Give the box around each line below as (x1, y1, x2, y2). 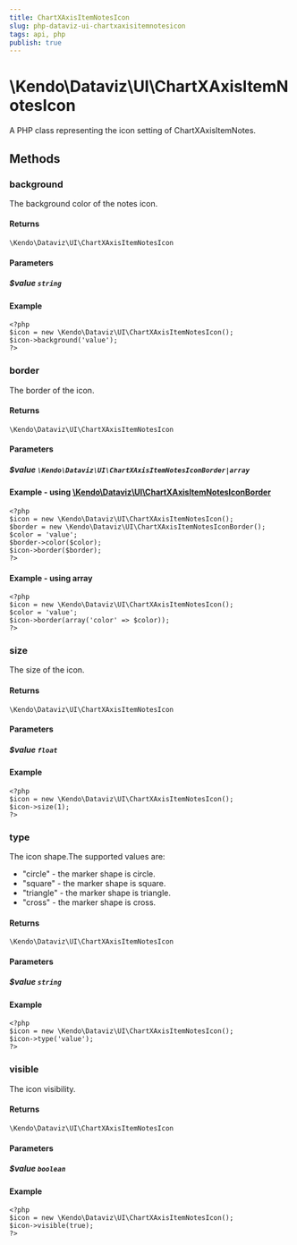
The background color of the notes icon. (9, 198, 158, 208)
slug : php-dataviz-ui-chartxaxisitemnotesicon (9, 21, 186, 30)
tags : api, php (9, 30, 66, 38)
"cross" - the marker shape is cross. (21, 897, 157, 908)
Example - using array (9, 572, 93, 583)
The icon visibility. (9, 1083, 76, 1094)
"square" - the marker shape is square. (21, 878, 166, 889)
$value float (9, 744, 58, 755)
